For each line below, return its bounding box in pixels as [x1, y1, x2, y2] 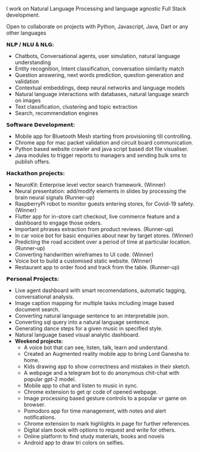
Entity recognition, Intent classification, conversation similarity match [14, 65, 184, 72]
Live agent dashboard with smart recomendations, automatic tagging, [14, 287, 186, 294]
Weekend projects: [14, 337, 63, 345]
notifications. [23, 414, 56, 420]
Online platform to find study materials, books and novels [23, 433, 165, 439]
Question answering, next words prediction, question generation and [14, 72, 184, 78]
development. [6, 11, 40, 19]
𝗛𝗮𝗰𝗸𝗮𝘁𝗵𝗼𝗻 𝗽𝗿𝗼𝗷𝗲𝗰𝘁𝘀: [6, 170, 65, 177]
